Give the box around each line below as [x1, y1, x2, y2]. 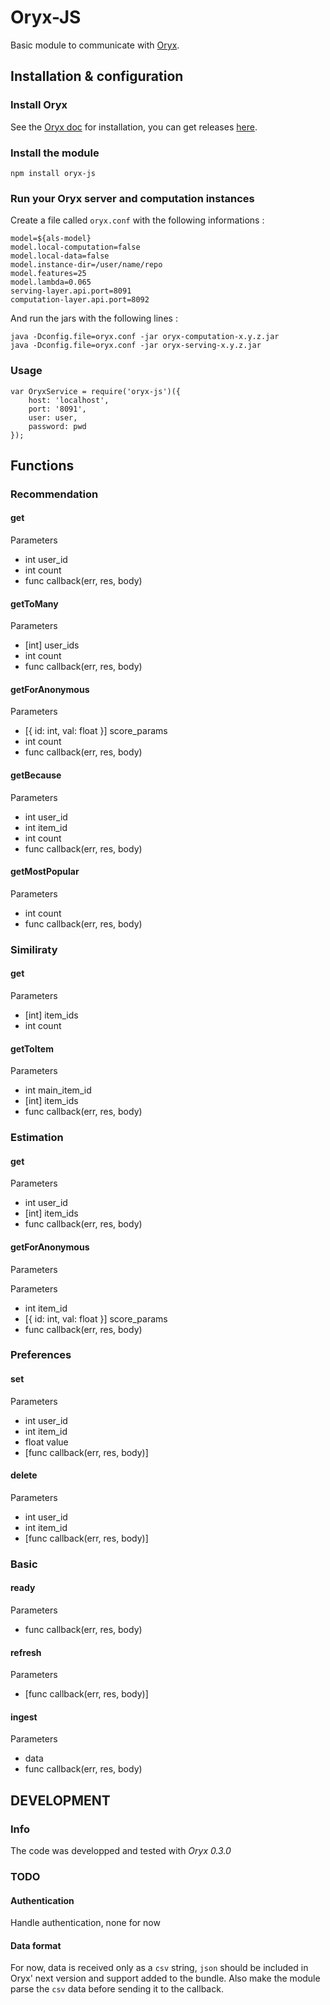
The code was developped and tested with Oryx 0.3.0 [10, 1845, 232, 1857]
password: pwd [28, 421, 87, 431]
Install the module [10, 146, 100, 160]
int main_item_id [24, 1084, 92, 1096]
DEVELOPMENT [10, 1792, 111, 1809]
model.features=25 [10, 269, 87, 279]
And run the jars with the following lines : [10, 312, 178, 325]
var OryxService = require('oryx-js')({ [10, 386, 182, 396]
